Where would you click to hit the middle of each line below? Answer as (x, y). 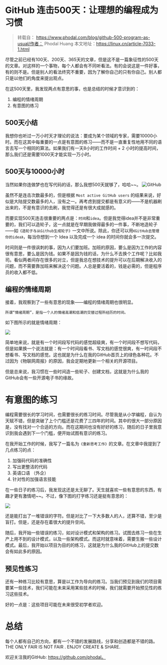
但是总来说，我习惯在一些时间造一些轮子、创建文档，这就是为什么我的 (77, 372)
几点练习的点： (20, 450)
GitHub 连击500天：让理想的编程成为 (82, 10)
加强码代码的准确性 (32, 460)
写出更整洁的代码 (30, 467)
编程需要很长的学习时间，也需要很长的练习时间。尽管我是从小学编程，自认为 (83, 415)
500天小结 (22, 123)
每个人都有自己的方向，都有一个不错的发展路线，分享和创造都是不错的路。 (81, 641)
